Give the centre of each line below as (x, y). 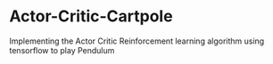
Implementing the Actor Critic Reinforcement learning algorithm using (137, 41)
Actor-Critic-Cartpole (91, 16)
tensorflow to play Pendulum (62, 50)
